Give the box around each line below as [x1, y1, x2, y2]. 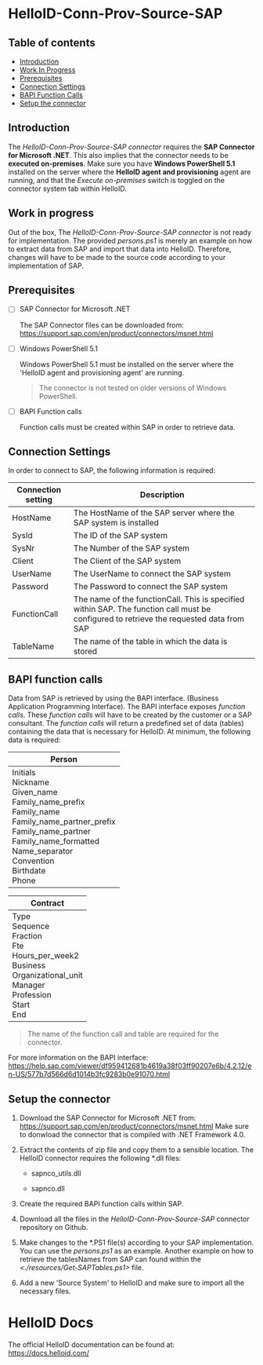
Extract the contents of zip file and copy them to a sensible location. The [19, 1145, 254, 1155]
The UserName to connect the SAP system [73, 569, 231, 580]
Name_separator [12, 846, 74, 857]
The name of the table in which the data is [73, 636, 228, 647]
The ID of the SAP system [73, 530, 168, 541]
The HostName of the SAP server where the [73, 507, 235, 518]
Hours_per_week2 [12, 950, 80, 961]
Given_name [12, 787, 58, 798]
